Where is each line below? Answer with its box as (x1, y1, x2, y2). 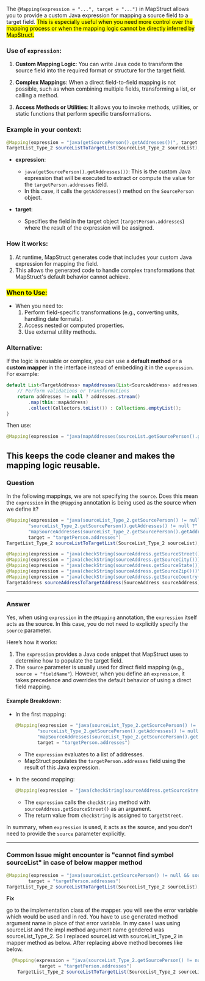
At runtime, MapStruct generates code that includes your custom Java (15, 254, 192, 261)
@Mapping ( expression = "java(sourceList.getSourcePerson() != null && (6, 872, 190, 878)
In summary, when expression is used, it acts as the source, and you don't (6, 823, 193, 830)
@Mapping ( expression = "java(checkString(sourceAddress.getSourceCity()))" (6, 557, 203, 563)
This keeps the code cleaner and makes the (6, 450, 175, 461)
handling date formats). (24, 315, 84, 322)
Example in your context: (6, 126, 82, 134)
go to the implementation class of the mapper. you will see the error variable (6, 906, 198, 914)
